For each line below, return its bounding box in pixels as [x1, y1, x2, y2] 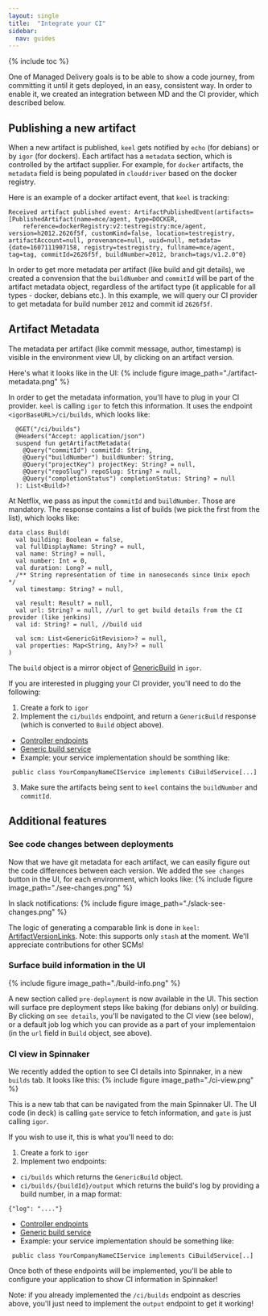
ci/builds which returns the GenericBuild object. [19, 1172, 183, 1182]
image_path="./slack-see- [139, 898, 227, 908]
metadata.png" [8, 376, 58, 386]
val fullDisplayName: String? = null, [15, 543, 146, 551]
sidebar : [8, 27, 38, 35]
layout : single [8, 11, 60, 20]
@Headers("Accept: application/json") [15, 432, 146, 440]
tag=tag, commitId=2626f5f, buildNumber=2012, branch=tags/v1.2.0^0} [8, 251, 247, 259]
